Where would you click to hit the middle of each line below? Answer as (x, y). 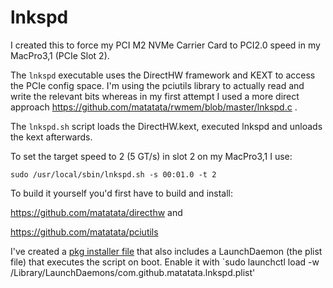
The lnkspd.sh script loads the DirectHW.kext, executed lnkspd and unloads (166, 126)
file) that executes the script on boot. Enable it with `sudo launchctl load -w (165, 262)
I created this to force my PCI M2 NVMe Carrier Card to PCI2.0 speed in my (165, 45)
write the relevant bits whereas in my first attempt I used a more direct (155, 96)
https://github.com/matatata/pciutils (84, 232)
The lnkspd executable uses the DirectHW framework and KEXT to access (163, 75)
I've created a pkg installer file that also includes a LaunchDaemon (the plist (166, 251)
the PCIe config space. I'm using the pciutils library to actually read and (157, 85)
